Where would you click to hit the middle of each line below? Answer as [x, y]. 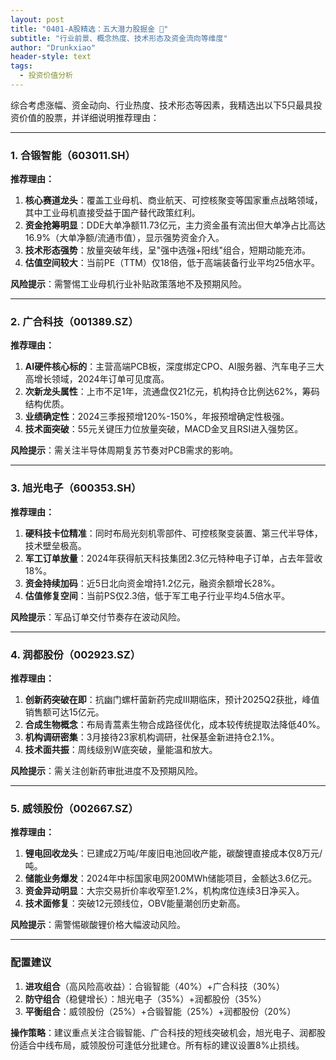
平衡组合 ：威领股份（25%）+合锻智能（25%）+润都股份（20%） [160, 1011]
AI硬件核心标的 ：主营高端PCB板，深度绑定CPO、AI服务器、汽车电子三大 [174, 367]
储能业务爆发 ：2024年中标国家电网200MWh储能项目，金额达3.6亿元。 [171, 878]
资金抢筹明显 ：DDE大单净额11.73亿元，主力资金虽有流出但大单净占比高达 [175, 225]
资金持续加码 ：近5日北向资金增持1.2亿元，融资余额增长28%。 [152, 583]
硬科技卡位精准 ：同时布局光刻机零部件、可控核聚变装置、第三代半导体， [173, 533]
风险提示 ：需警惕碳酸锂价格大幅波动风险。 [98, 925]
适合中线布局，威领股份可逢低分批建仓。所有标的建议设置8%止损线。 [161, 1045]
